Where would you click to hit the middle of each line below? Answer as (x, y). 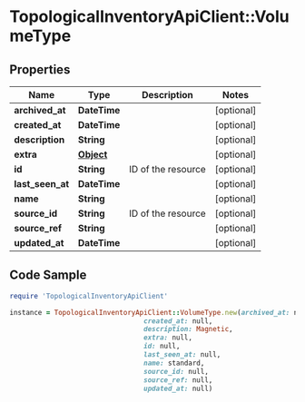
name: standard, (174, 363)
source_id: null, (176, 371)
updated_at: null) (178, 388)
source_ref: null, (178, 380)
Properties (40, 69)
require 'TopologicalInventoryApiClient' (89, 296)
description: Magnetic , (188, 329)
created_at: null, (178, 321)
